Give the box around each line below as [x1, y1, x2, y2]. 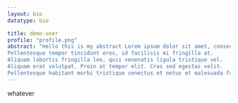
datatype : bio [7, 17, 50, 24]
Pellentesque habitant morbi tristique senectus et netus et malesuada [7, 69, 223, 77]
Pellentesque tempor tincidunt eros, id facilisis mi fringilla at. [7, 50, 214, 57]
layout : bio [7, 10, 42, 18]
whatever [7, 89, 35, 97]
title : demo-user [7, 30, 59, 37]
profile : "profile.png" [7, 36, 78, 43]
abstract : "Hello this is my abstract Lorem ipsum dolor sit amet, [7, 43, 211, 50]
